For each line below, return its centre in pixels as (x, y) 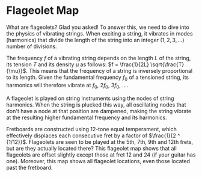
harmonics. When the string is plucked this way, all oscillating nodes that (96, 104)
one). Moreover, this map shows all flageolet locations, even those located (98, 161)
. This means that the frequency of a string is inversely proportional (109, 70)
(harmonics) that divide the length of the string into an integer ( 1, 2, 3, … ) (95, 40)
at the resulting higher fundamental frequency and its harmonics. (87, 117)
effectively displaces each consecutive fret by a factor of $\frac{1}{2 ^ (93, 135)
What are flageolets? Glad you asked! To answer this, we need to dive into (98, 27)
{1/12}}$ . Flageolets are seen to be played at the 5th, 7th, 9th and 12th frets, (100, 141)
